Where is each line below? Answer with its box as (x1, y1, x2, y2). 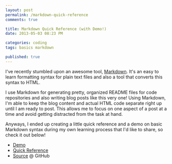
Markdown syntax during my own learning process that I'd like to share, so (5, 126, 163, 132)
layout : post (5, 7, 33, 13)
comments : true (5, 17, 38, 22)
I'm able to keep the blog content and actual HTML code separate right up (5, 100, 162, 106)
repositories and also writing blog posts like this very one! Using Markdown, (5, 94, 166, 100)
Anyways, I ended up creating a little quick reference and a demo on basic (5, 121, 163, 127)
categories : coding (5, 40, 47, 46)
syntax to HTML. (5, 79, 41, 85)
